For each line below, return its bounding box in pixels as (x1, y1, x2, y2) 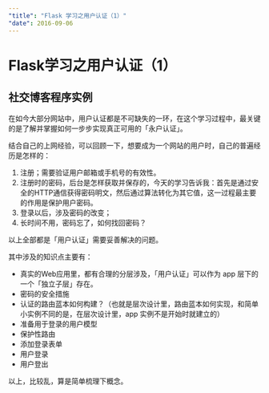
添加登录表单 (19, 338, 62, 349)
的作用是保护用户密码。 (19, 197, 98, 207)
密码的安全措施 (19, 289, 70, 298)
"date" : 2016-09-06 (8, 19, 74, 27)
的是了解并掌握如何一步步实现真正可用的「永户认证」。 (8, 124, 187, 133)
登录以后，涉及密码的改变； (19, 208, 112, 217)
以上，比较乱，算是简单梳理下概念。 (8, 376, 128, 386)
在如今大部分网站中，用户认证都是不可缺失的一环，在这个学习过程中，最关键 (8, 113, 261, 123)
